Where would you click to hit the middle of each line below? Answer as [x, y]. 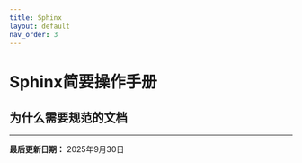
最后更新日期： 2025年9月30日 [67, 149]
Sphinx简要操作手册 [83, 81]
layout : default [40, 26]
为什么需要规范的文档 [68, 118]
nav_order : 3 [34, 34]
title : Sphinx [36, 18]
